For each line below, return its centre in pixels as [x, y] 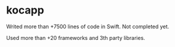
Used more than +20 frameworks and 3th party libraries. [76, 38]
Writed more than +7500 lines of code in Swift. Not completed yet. [88, 26]
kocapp [25, 10]
